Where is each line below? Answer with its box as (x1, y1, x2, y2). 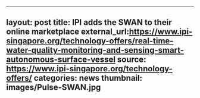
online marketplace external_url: (6, 27, 130, 37)
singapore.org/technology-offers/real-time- (6, 36, 174, 46)
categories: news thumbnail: (33, 73, 143, 83)
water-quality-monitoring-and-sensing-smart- (6, 45, 185, 55)
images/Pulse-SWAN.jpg (6, 83, 101, 93)
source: (117, 55, 146, 65)
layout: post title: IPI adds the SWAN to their (6, 17, 172, 27)
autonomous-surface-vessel (6, 55, 116, 65)
